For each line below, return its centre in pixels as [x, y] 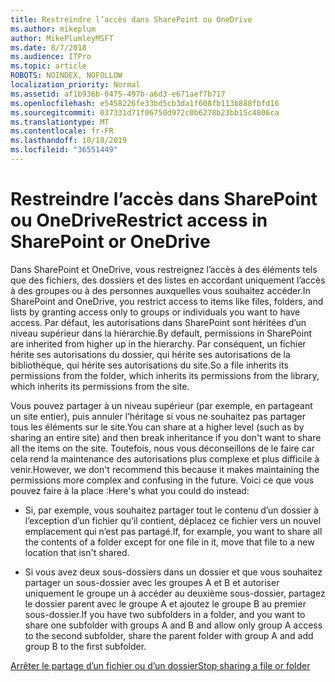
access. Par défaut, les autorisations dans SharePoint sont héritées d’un [158, 322]
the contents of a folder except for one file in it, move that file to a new [169, 542]
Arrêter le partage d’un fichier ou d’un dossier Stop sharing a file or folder [160, 665]
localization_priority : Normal [75, 85]
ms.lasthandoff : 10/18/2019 [69, 141]
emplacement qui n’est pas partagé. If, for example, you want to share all [173, 531]
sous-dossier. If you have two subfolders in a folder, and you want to [165, 614]
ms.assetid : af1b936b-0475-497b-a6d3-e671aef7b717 [118, 94]
